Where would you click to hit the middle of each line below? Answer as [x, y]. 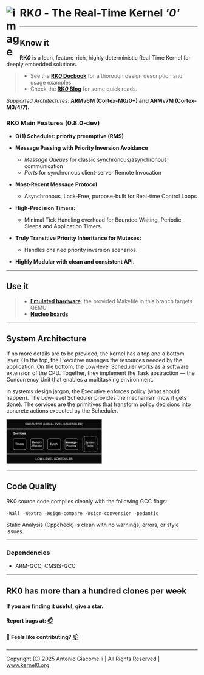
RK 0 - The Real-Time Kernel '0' [100, 13]
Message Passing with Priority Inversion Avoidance [81, 148]
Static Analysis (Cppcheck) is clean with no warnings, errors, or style [93, 525]
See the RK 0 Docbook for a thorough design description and [106, 75]
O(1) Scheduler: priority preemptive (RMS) [70, 136]
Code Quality [32, 487]
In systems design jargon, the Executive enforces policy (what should [93, 391]
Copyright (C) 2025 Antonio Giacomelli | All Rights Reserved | [83, 659]
